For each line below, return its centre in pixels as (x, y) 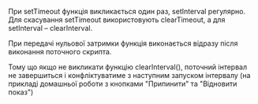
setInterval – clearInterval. (50, 28)
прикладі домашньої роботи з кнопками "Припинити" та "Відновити (123, 84)
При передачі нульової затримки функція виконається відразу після (123, 43)
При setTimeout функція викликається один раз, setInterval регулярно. (127, 11)
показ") (21, 92)
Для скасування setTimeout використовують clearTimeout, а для (117, 20)
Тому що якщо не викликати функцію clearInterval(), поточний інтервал (127, 67)
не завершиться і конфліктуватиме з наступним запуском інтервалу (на (129, 75)
